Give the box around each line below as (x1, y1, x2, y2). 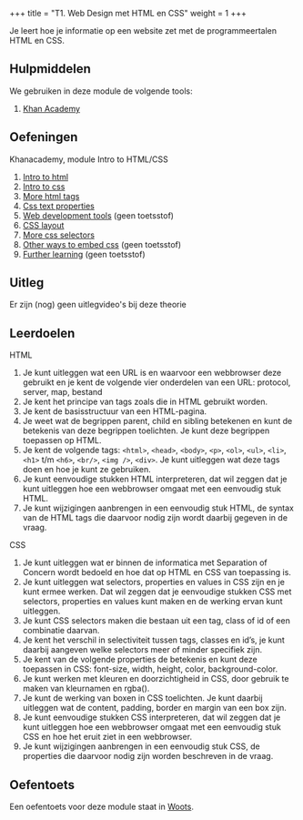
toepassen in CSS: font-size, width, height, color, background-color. (22, 663, 278, 674)
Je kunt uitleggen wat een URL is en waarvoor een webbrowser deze (22, 368, 282, 379)
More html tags (22, 190, 80, 201)
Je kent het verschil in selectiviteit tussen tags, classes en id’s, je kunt (22, 634, 285, 645)
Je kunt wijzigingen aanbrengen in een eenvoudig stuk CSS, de (22, 741, 261, 752)
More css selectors (22, 229, 96, 240)
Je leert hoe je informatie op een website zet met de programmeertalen (9, 25, 278, 35)
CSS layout (22, 219, 65, 230)
